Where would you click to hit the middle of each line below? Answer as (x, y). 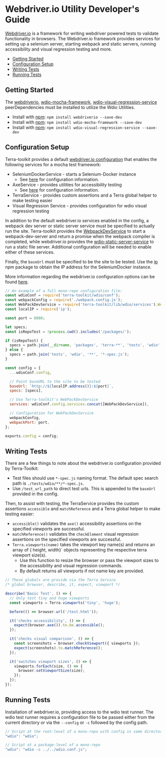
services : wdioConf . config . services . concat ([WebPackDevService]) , (79, 404)
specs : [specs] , (26, 391)
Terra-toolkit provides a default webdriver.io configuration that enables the (81, 159)
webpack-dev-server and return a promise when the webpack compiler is (80, 236)
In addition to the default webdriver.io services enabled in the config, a (77, 220)
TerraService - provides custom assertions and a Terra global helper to (84, 195)
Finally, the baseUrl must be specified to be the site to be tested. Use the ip (82, 261)
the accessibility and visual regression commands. (71, 566)
